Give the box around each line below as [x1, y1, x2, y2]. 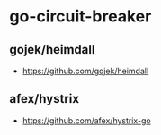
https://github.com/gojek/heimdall [22, 65, 149, 76]
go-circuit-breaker [9, 6, 152, 27]
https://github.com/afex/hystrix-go [22, 114, 151, 126]
